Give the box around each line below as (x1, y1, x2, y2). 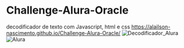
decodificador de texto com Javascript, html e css (6, 23, 131, 30)
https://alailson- (131, 23, 171, 30)
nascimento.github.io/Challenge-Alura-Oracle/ (6, 29, 121, 36)
